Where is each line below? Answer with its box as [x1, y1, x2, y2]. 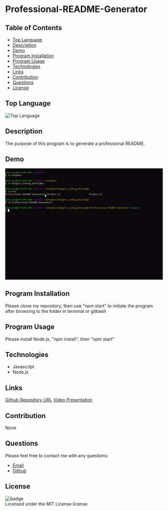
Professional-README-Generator [5, 4, 147, 15]
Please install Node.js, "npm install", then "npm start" [5, 336, 115, 342]
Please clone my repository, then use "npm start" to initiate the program [5, 302, 153, 309]
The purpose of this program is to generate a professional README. [5, 140, 145, 146]
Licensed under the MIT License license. [5, 500, 89, 507]
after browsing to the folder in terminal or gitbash [5, 308, 106, 314]
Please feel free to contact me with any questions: [5, 452, 108, 458]
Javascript [12, 364, 34, 370]
